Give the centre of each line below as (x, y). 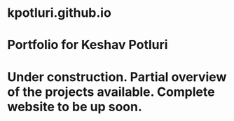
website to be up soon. (75, 107)
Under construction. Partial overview (117, 77)
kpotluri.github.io (60, 13)
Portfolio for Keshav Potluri (88, 45)
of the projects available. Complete (111, 92)
